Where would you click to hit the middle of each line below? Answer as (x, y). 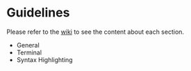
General (28, 45)
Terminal (29, 52)
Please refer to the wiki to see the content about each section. (95, 32)
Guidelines (38, 13)
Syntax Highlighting (45, 59)
